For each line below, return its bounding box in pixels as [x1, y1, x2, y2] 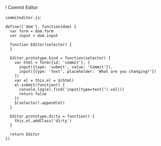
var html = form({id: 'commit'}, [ [14, 60, 90, 65]
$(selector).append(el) [14, 100, 65, 106]
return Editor [10, 132, 40, 137]
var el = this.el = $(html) [14, 78, 74, 83]
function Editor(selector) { [10, 42, 72, 47]
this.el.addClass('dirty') [14, 118, 72, 123]
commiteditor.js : [5, 14, 41, 20]
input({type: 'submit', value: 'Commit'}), [18, 65, 113, 70]
